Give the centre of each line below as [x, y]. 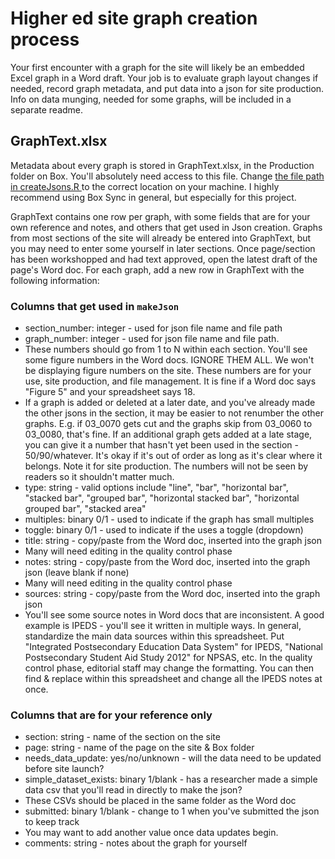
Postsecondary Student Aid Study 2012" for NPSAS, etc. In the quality [168, 658]
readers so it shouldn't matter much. [99, 477]
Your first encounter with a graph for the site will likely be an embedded [157, 67]
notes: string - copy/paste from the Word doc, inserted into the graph [167, 562]
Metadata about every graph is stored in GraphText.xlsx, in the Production [162, 165]
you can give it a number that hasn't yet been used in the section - [161, 445]
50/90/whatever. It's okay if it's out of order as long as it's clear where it [173, 456]
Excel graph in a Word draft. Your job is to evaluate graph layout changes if [164, 78]
